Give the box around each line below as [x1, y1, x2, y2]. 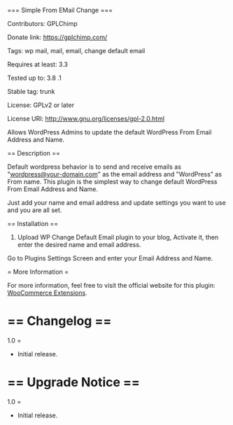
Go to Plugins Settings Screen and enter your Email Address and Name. [7, 254, 213, 262]
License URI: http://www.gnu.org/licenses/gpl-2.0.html [7, 115, 165, 123]
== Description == [7, 149, 61, 157]
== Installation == [7, 220, 59, 228]
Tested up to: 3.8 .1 [7, 74, 62, 82]
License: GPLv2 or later [7, 101, 75, 109]
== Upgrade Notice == [7, 375, 140, 391]
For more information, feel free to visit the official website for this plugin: [7, 281, 216, 289]
